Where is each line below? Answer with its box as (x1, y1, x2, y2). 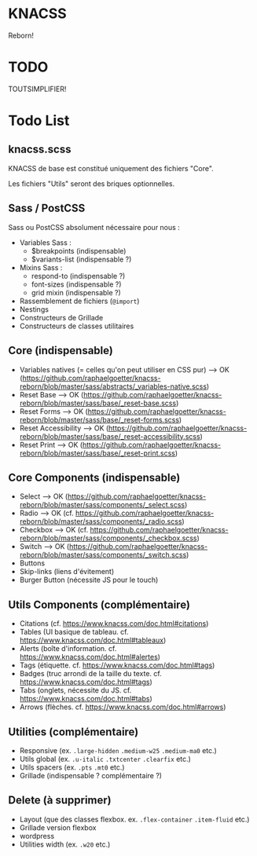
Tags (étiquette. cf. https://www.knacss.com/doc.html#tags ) (19, 660, 215, 670)
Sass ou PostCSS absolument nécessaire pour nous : (8, 222, 181, 232)
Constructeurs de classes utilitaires (19, 321, 134, 331)
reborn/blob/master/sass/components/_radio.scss (19, 517, 182, 526)
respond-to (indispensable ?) (31, 271, 126, 280)
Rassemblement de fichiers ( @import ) (19, 296, 140, 305)
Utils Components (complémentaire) (8, 598, 191, 611)
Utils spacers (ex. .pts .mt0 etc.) (19, 763, 125, 772)
